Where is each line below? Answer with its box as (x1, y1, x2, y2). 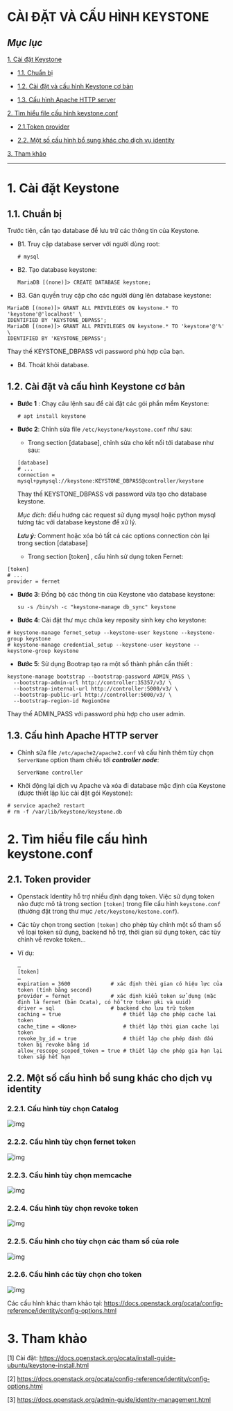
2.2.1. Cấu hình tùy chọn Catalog (7, 1104, 119, 1113)
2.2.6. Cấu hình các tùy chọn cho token (7, 1270, 142, 1280)
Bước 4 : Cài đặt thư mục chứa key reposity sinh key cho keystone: (17, 615, 207, 624)
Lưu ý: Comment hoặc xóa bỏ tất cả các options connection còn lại (17, 531, 210, 540)
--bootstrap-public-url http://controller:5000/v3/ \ (13, 691, 172, 698)
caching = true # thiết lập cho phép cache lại (17, 1010, 216, 1017)
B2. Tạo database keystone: (17, 266, 97, 273)
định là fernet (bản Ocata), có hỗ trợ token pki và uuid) (17, 999, 192, 1006)
